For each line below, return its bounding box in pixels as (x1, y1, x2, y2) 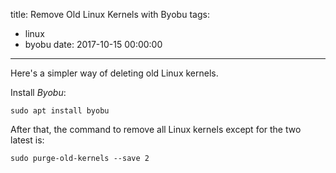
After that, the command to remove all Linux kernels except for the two (10, 124, 302, 135)
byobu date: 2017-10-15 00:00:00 (24, 39, 163, 50)
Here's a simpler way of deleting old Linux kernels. (10, 67, 219, 79)
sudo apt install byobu (10, 106, 110, 116)
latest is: (10, 134, 45, 146)
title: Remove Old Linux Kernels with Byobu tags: (10, 9, 210, 20)
